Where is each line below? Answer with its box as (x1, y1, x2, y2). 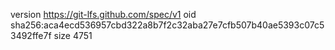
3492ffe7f (10, 30, 52, 41)
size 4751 (53, 30, 93, 41)
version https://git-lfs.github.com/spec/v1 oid (10, 9, 197, 20)
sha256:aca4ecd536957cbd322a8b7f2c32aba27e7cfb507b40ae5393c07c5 (10, 19, 325, 31)
